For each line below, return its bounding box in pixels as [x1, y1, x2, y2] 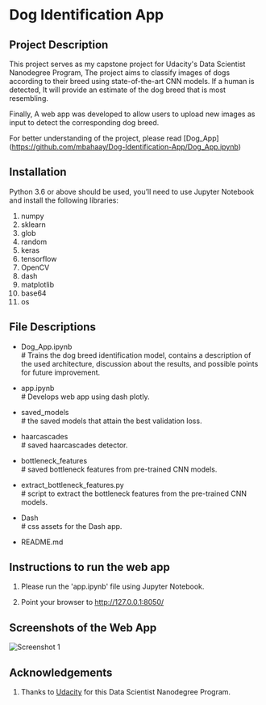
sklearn [20, 220, 47, 229]
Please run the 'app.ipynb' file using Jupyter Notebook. [20, 581, 205, 591]
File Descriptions [9, 321, 96, 334]
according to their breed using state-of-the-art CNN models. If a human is [9, 77, 255, 86]
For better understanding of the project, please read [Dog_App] [9, 133, 220, 143]
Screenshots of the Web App [9, 620, 157, 635]
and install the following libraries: [9, 195, 119, 205]
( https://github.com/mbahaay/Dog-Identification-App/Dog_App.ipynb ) [9, 142, 241, 151]
